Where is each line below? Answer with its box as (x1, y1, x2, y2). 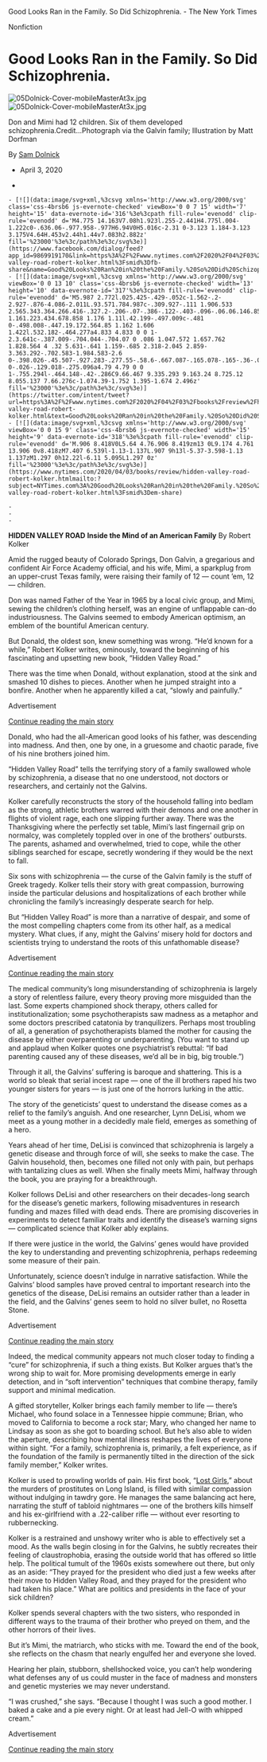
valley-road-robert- (8, 405, 77, 413)
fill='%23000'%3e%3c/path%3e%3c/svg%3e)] (8, 384, 148, 392)
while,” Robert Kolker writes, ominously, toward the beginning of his (8, 645, 230, 654)
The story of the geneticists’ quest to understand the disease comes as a (8, 1099, 248, 1109)
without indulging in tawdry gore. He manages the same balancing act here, (8, 1492, 257, 1501)
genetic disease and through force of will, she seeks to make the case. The (8, 1148, 254, 1158)
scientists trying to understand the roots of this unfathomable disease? (8, 937, 240, 947)
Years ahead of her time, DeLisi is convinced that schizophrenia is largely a (8, 1140, 254, 1150)
